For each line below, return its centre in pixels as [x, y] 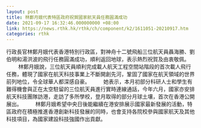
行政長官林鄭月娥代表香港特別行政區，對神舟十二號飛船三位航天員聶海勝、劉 [100, 52]
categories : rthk [28, 34]
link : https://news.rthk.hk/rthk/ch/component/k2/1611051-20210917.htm [97, 28]
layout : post [22, 12]
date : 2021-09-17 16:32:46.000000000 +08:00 [63, 23]
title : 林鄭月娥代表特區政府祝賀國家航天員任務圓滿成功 [67, 17]
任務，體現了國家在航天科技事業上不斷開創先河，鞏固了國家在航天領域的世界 [100, 74]
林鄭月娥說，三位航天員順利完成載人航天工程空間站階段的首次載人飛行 [104, 67]
